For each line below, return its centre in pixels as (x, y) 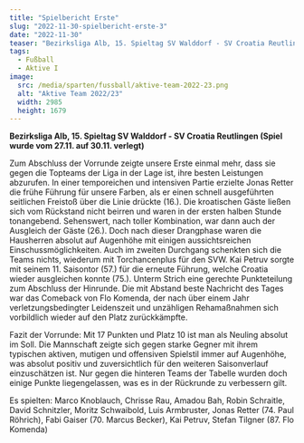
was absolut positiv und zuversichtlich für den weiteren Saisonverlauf (139, 364)
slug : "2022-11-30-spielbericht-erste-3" (89, 26)
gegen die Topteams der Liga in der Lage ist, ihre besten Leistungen (137, 173)
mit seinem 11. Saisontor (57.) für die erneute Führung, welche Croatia (139, 269)
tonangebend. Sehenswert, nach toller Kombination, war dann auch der (142, 221)
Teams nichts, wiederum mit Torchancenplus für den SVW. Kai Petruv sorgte (152, 260)
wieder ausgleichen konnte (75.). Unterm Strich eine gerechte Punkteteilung (151, 279)
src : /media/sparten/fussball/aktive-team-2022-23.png (123, 85)
